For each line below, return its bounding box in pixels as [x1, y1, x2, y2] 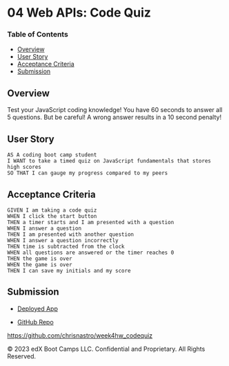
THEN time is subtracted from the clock [7, 243, 126, 250]
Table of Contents [7, 30, 69, 39]
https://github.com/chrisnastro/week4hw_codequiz [7, 331, 153, 340]
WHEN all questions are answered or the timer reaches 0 [7, 249, 175, 256]
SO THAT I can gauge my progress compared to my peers [7, 170, 168, 177]
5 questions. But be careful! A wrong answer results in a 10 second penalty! [7, 113, 222, 122]
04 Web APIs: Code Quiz [7, 5, 152, 21]
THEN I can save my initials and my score [7, 267, 131, 274]
